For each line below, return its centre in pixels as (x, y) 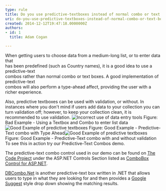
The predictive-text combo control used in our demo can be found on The (80, 153)
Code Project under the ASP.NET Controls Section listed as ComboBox (77, 158)
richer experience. (24, 92)
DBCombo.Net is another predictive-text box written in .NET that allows (78, 173)
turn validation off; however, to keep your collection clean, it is (68, 112)
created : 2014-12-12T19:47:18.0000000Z (46, 23)
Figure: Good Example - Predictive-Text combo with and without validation (81, 138)
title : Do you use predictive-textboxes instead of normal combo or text (83, 14)
